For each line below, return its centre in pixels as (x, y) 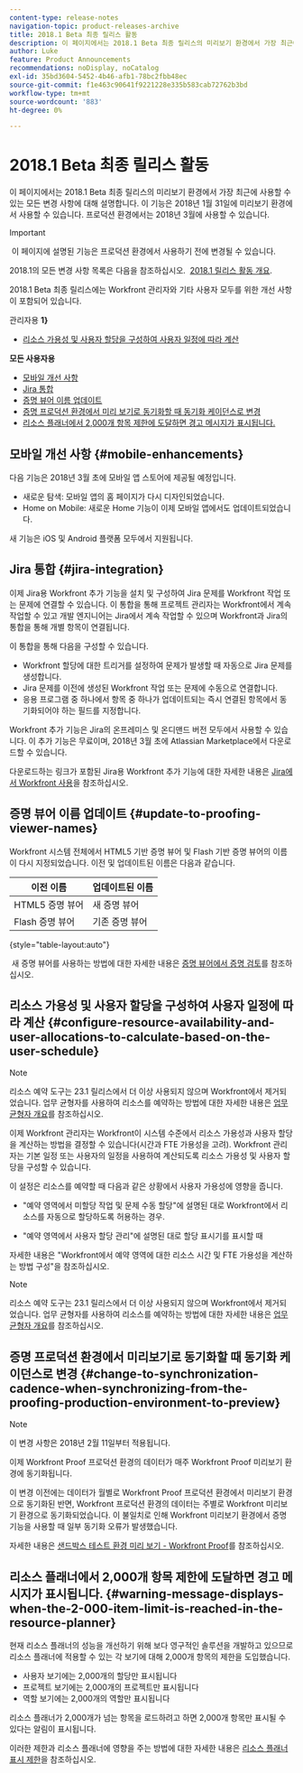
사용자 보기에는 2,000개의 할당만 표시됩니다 (100, 1676)
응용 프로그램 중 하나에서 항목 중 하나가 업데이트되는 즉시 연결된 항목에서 (150, 699)
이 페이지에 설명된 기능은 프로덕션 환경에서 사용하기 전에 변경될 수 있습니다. (144, 251)
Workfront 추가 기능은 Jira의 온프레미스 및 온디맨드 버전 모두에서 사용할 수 (141, 729)
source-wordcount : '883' (56, 102)
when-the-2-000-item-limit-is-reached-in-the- (147, 1608)
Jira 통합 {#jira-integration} (87, 570)
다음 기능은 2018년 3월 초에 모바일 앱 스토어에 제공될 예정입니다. (123, 478)
